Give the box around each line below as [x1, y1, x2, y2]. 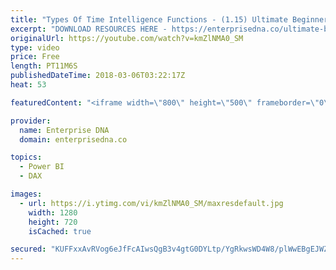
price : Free [10, 52, 60, 62]
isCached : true [28, 226, 92, 236]
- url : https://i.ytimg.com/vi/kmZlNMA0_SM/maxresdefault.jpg [19, 198, 284, 208]
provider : [10, 116, 52, 126]
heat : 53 [10, 80, 47, 90]
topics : [10, 152, 43, 163]
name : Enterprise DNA [19, 125, 110, 135]
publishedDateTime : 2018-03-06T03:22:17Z [10, 71, 186, 81]
